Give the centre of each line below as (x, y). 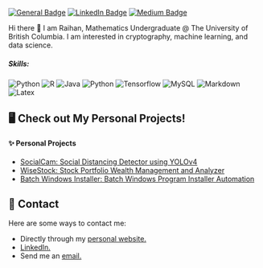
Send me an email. (51, 256)
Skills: (19, 64)
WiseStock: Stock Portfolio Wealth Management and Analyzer (122, 170)
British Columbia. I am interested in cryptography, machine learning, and (128, 37)
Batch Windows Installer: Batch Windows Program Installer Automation (137, 179)
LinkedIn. (35, 247)
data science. (31, 45)
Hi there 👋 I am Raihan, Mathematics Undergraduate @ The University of (128, 28)
